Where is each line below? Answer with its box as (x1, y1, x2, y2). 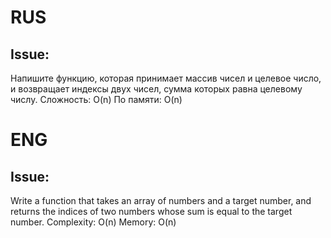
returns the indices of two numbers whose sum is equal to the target (10, 206, 293, 217)
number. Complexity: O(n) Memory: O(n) (10, 216, 177, 228)
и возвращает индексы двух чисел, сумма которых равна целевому (10, 83, 303, 95)
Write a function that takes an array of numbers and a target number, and (10, 195, 312, 206)
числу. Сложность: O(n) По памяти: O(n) (10, 94, 183, 105)
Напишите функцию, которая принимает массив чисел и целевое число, (10, 72, 322, 84)
